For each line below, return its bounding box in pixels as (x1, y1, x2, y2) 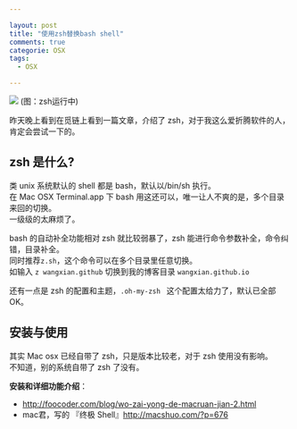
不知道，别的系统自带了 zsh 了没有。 (9, 361, 144, 372)
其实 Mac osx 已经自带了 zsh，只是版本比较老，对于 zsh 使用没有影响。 (9, 350, 274, 361)
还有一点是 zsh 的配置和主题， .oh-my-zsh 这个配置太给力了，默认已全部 (9, 285, 276, 296)
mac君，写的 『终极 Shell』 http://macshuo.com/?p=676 (21, 408, 229, 420)
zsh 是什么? (9, 155, 75, 170)
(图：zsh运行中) (20, 96, 78, 106)
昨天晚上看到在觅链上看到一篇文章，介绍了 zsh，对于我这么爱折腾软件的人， (9, 115, 291, 125)
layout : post (9, 21, 58, 29)
